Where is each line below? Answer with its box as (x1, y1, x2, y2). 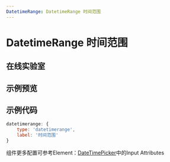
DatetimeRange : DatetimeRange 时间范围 (6, 8, 101, 15)
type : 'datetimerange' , (17, 127, 76, 133)
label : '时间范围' (17, 132, 59, 138)
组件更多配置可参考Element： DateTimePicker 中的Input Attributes (6, 149, 165, 156)
